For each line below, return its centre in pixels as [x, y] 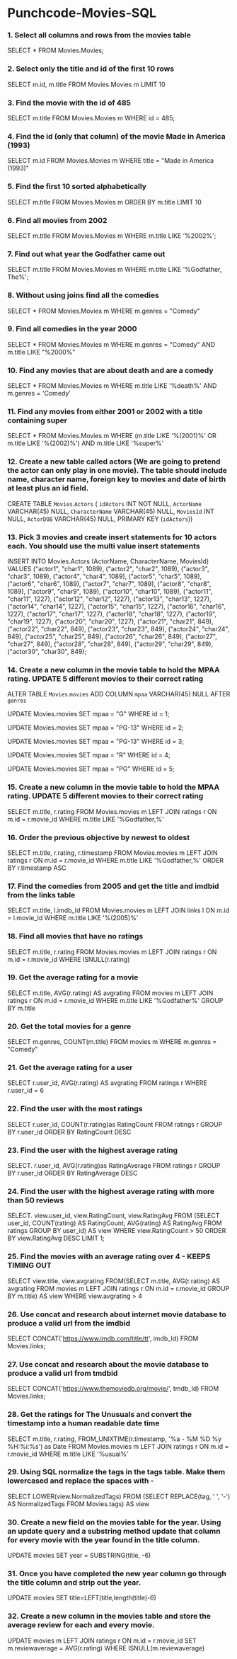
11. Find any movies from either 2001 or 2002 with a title [105, 412]
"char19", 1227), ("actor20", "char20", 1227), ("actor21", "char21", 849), [110, 621]
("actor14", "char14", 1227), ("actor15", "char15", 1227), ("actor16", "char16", [117, 607]
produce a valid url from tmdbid [63, 1373]
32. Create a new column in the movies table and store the [109, 1617]
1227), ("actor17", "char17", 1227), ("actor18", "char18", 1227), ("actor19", [112, 614]
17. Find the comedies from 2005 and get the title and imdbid [113, 886]
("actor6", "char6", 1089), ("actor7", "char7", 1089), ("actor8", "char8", [109, 584]
